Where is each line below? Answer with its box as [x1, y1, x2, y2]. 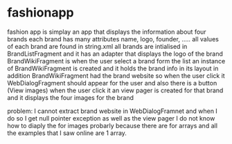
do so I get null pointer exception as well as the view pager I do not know [7, 114, 215, 122]
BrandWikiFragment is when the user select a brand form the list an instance [7, 56, 226, 65]
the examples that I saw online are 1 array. [7, 129, 127, 137]
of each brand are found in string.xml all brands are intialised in [7, 42, 188, 50]
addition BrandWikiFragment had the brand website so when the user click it [7, 71, 225, 80]
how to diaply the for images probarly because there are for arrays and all [7, 121, 218, 130]
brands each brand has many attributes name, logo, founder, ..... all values [7, 34, 220, 43]
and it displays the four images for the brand [7, 93, 134, 101]
